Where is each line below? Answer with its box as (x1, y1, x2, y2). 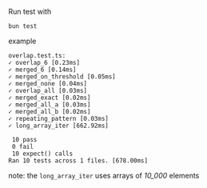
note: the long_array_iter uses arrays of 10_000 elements (8, 171, 200, 180)
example (8, 36, 37, 46)
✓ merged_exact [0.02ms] (8, 94, 91, 102)
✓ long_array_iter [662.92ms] (8, 122, 109, 130)
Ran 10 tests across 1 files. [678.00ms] (8, 157, 149, 165)
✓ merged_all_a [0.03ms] (8, 101, 91, 109)
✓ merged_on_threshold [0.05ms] (8, 73, 116, 81)
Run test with (8, 7, 52, 16)
